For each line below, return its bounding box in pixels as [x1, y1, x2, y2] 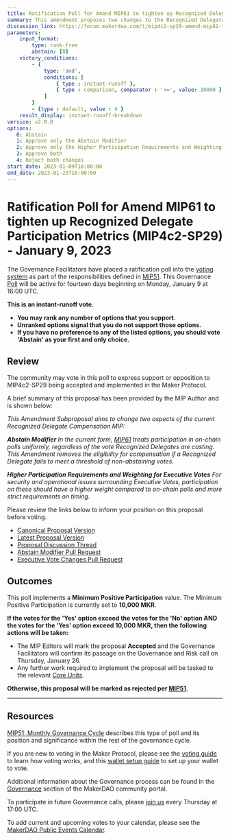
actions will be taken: [7, 629, 69, 637]
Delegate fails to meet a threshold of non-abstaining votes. [7, 457, 175, 466]
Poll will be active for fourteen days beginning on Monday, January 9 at [7, 280, 208, 288]
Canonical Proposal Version [16, 526, 96, 535]
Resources [7, 710, 54, 722]
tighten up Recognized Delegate [7, 213, 194, 229]
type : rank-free [31, 42, 78, 49]
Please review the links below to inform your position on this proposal [7, 505, 203, 514]
